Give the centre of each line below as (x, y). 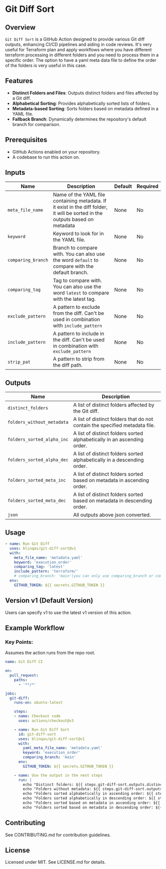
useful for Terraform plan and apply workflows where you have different (79, 50)
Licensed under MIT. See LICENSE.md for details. (56, 862)
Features (19, 81)
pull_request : (24, 675)
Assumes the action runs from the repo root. (50, 653)
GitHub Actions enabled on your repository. (56, 152)
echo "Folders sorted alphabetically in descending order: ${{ (89, 798)
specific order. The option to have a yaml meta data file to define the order (81, 60)
